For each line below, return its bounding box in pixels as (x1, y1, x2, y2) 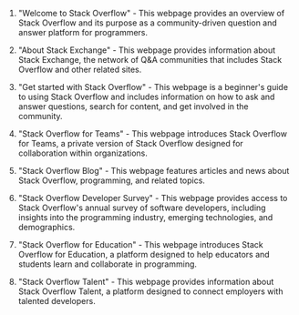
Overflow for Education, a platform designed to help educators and (17, 249, 271, 259)
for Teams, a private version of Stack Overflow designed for (17, 138, 243, 148)
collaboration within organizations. (17, 147, 149, 158)
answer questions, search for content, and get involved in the (17, 101, 249, 112)
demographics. (17, 222, 76, 232)
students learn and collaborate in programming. (17, 259, 198, 269)
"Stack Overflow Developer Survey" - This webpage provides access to (17, 193, 288, 203)
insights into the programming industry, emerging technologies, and (17, 212, 273, 222)
